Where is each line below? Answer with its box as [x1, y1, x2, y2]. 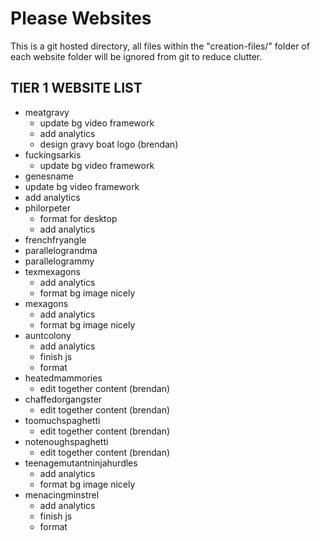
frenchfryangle [24, 233, 87, 246]
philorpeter [24, 202, 71, 214]
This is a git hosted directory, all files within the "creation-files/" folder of [10, 40, 310, 52]
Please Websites [10, 7, 152, 30]
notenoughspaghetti [24, 435, 109, 447]
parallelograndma [24, 244, 98, 256]
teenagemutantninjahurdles [24, 457, 138, 469]
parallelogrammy [24, 255, 95, 267]
